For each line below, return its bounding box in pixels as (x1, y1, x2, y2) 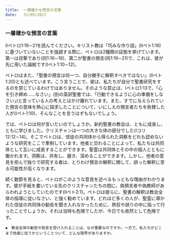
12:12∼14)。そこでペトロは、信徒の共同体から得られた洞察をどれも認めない (5, 133, 164, 140)
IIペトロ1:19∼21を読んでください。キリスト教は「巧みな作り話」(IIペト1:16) (5, 42, 161, 48)
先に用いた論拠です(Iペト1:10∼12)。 (5, 61, 80, 67)
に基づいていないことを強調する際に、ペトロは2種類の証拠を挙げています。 (5, 49, 163, 55)
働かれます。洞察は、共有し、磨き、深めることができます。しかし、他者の (5, 153, 160, 159)
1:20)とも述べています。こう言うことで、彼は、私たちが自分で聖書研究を (5, 78, 157, 84)
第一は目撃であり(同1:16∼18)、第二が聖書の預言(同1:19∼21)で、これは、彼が (5, 55, 163, 61)
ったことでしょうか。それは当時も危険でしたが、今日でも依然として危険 (5, 208, 156, 214)
